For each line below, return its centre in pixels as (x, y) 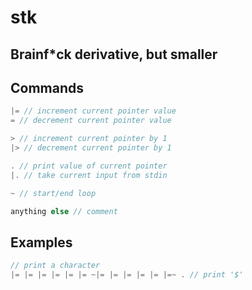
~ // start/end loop (53, 193)
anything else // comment (64, 211)
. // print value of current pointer (89, 166)
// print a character (55, 266)
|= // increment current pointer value (93, 111)
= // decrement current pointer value (91, 121)
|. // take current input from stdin (89, 175)
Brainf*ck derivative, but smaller (114, 54)
